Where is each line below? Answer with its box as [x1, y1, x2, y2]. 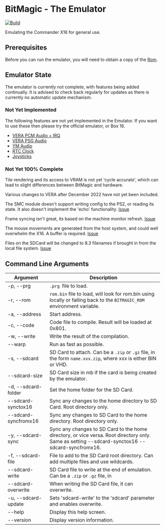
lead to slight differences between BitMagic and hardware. [5, 182, 124, 188]
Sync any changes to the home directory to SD [49, 397, 157, 404]
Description [89, 274, 118, 281]
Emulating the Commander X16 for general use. [5, 29, 101, 35]
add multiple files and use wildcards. [49, 458, 134, 465]
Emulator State [5, 71, 52, 79]
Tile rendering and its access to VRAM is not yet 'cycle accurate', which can [5, 177, 159, 183]
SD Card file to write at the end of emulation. [49, 466, 152, 473]
